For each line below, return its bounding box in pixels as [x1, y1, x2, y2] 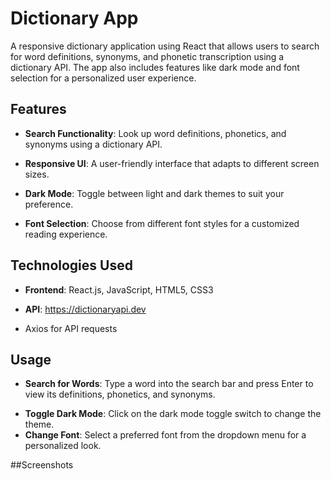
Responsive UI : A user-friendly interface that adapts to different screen [24, 157, 320, 169]
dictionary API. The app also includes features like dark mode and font [10, 61, 300, 73]
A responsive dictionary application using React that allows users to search [10, 40, 320, 52]
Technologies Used [10, 257, 133, 274]
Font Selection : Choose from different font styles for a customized [24, 217, 300, 229]
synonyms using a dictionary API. [24, 138, 163, 150]
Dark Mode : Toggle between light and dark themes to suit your [24, 187, 285, 199]
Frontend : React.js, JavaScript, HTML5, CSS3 [24, 283, 214, 296]
